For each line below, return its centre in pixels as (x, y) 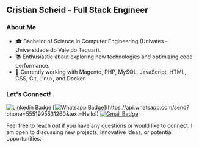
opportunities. (24, 138)
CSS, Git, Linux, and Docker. (51, 78)
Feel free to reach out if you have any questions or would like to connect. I (99, 125)
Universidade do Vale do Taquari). (58, 50)
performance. (32, 65)
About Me (21, 27)
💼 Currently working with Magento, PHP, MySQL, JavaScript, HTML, (101, 72)
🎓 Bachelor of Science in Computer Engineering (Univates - (91, 41)
